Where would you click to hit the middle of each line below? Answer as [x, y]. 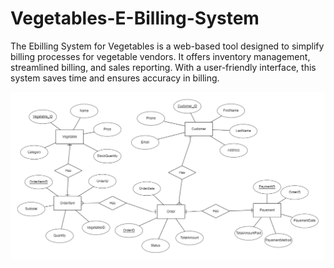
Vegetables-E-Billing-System [135, 18]
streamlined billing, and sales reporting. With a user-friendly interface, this [163, 67]
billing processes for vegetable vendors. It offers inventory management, [160, 56]
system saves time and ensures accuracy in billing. [115, 78]
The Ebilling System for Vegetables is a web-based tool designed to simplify [167, 46]
